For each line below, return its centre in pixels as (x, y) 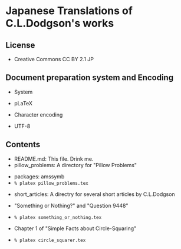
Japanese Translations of (69, 11)
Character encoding (38, 114)
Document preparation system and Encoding (90, 78)
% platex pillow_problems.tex (51, 183)
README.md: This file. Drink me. (54, 159)
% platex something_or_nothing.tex (58, 217)
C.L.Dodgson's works (60, 23)
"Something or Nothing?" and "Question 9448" (71, 205)
